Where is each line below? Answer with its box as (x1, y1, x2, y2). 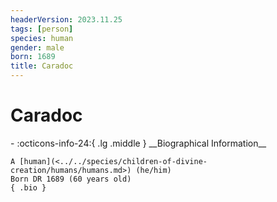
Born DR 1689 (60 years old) (10, 174, 132, 184)
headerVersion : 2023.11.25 (10, 14, 123, 25)
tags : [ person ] (10, 24, 74, 34)
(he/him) (135, 165, 172, 175)
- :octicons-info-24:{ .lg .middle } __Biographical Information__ (10, 137, 267, 149)
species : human (10, 33, 74, 43)
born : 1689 (10, 52, 56, 62)
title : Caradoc (10, 61, 74, 71)
